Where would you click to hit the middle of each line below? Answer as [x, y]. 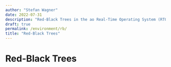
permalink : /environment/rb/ [36, 29]
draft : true [18, 24]
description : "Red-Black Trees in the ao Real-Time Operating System [81, 19]
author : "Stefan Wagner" [32, 10]
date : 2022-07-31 [24, 15]
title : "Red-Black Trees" [33, 33]
